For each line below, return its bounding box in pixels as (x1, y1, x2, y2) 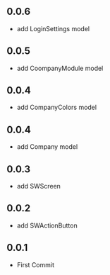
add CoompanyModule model (16, 64, 104, 72)
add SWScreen (16, 182, 61, 191)
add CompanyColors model (16, 103, 97, 112)
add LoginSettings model (16, 24, 90, 33)
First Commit (16, 260, 54, 269)
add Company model (16, 142, 78, 151)
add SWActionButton (16, 221, 78, 230)
